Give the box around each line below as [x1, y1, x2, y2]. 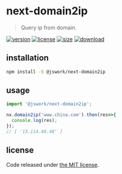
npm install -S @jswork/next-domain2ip [6, 69, 106, 75]
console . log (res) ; [11, 118, 58, 124]
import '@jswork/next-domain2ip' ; [6, 101, 93, 107]
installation [6, 53, 49, 63]
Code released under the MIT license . [6, 161, 99, 168]
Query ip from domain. [20, 24, 77, 31]
